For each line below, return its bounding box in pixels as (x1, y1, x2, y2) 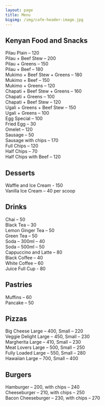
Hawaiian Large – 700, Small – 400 (5, 356, 78, 362)
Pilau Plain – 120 (5, 50, 39, 56)
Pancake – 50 (5, 299, 34, 306)
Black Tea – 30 (5, 222, 37, 228)
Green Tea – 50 (5, 233, 38, 239)
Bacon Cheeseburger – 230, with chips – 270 (5, 395, 100, 401)
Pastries (5, 280, 32, 289)
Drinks (5, 203, 27, 211)
